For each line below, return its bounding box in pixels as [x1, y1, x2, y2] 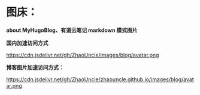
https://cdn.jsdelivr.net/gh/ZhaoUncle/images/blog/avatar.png [6, 51, 159, 58]
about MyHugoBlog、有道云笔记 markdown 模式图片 [6, 26, 138, 34]
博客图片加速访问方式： [6, 64, 64, 71]
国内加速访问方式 [6, 39, 49, 46]
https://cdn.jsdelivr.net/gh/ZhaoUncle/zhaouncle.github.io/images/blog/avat [6, 76, 195, 83]
